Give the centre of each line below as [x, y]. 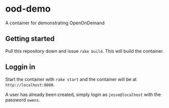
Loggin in [20, 67]
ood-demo [28, 9]
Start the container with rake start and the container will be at [71, 79]
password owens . [23, 100]
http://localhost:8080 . [30, 85]
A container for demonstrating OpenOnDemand [55, 23]
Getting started [30, 39]
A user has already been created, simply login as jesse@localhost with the [83, 94]
